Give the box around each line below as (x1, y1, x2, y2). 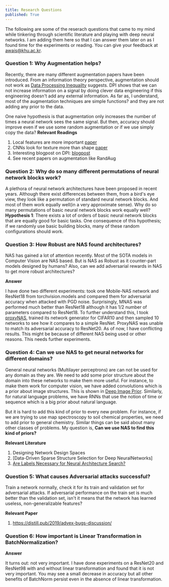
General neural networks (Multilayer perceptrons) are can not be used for (5, 367, 158, 373)
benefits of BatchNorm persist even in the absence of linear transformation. (5, 576, 162, 582)
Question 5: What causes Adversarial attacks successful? (5, 473, 150, 480)
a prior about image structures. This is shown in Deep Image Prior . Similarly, (5, 388, 163, 394)
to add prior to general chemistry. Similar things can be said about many (5, 419, 155, 425)
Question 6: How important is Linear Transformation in (5, 533, 142, 540)
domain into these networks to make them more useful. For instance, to (5, 377, 154, 383)
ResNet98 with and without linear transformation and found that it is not (5, 565, 154, 571)
